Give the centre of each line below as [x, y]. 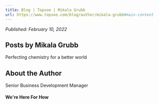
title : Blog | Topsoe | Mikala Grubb [45, 10]
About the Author [34, 73]
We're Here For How [27, 97]
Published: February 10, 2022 [36, 29]
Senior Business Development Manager [47, 85]
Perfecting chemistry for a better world [46, 57]
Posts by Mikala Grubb [42, 45]
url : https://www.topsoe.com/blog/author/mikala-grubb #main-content [79, 15]
